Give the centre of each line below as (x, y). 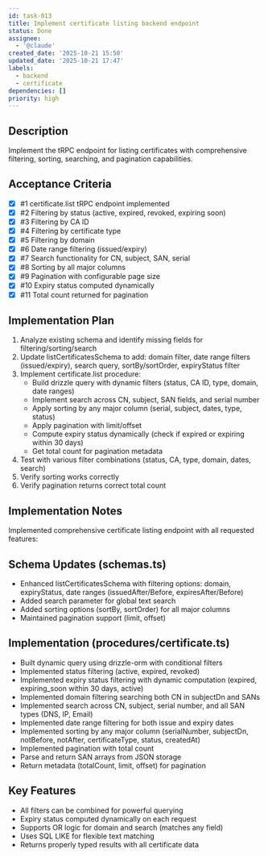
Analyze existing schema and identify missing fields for (111, 340)
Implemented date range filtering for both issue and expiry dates (127, 722)
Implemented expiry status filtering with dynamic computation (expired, (138, 680)
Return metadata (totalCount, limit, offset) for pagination (113, 765)
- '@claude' (36, 46)
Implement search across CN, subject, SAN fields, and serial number (146, 400)
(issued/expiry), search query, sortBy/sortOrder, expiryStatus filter (130, 366)
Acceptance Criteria (60, 184)
